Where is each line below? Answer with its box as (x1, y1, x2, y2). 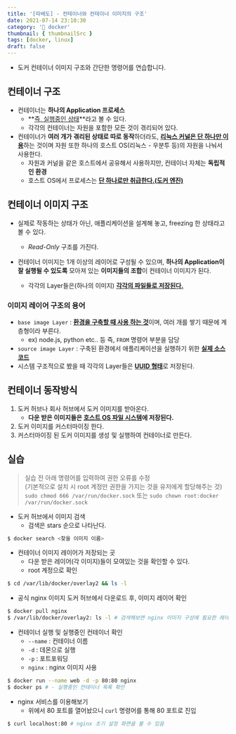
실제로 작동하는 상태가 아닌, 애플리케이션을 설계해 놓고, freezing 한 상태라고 (17, 219, 225, 227)
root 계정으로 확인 (27, 566, 78, 574)
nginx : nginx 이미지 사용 (27, 663, 97, 672)
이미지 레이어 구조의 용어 (7, 300, 86, 310)
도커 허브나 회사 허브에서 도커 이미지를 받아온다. (17, 404, 149, 412)
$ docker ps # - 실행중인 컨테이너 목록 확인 (7, 683, 125, 690)
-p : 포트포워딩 (27, 654, 69, 663)
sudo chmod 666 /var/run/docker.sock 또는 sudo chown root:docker (24, 491, 219, 500)
